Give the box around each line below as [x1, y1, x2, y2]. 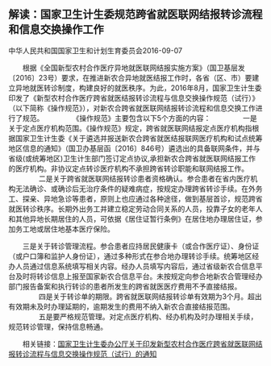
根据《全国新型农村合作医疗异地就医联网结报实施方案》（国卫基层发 [22, 63, 245, 73]
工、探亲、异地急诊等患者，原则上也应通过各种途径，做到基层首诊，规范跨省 [8, 193, 263, 203]
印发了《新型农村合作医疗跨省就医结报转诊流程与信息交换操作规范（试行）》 [8, 93, 260, 102]
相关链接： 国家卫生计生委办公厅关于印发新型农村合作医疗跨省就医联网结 [22, 339, 263, 348]
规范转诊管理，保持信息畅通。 [8, 322, 107, 331]
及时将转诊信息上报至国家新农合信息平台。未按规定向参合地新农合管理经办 [15, 271, 263, 281]
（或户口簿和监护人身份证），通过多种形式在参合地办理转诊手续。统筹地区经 [8, 251, 260, 260]
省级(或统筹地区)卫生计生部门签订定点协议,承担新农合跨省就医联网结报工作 [8, 153, 256, 163]
